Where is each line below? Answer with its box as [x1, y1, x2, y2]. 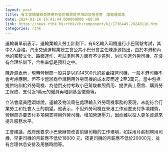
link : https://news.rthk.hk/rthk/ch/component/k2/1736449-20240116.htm [5, 21, 157, 27]
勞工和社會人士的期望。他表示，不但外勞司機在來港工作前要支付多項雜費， [9, 106, 163, 112]
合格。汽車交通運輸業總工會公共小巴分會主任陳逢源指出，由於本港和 [16, 47, 157, 53]
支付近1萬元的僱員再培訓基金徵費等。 [22, 89, 99, 95]
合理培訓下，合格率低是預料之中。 [9, 59, 80, 65]
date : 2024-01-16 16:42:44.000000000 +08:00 [5, 17, 99, 22]
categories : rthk [5, 26, 41, 31]
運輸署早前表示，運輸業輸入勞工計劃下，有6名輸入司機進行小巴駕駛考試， [5, 41, 157, 47]
